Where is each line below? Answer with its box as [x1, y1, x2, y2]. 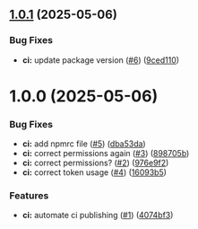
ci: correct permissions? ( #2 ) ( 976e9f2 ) [22, 157, 169, 169]
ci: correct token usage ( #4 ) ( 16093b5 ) [22, 167, 168, 178]
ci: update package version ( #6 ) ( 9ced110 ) [22, 54, 180, 66]
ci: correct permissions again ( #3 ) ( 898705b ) [22, 148, 190, 159]
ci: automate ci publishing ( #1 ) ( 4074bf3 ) [22, 210, 174, 221]
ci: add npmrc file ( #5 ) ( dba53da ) [22, 138, 146, 149]
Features [9, 189, 49, 202]
